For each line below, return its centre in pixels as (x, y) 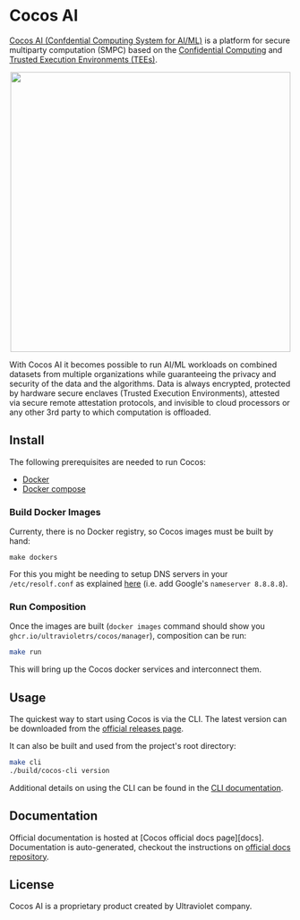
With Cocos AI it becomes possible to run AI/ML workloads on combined (143, 365)
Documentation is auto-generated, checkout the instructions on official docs (150, 847)
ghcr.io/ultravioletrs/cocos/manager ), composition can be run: (128, 636)
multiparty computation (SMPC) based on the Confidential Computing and (146, 49)
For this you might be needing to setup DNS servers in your (119, 574)
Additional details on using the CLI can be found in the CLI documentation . (146, 787)
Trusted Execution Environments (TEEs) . (84, 59)
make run (26, 652)
